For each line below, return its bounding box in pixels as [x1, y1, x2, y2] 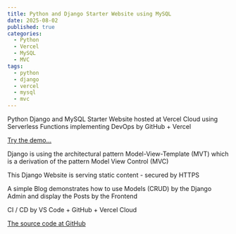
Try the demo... [7, 136, 51, 144]
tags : [7, 63, 23, 70]
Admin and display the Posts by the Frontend [7, 192, 137, 200]
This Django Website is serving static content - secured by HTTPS [7, 171, 199, 179]
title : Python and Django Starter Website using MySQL [7, 10, 172, 18]
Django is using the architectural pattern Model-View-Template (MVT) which [7, 149, 229, 158]
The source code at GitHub [7, 219, 86, 228]
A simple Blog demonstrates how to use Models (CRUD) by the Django [7, 185, 212, 192]
